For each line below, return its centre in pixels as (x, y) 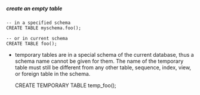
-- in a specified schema (38, 23)
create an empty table (34, 8)
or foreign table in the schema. (53, 73)
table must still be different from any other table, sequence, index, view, (103, 67)
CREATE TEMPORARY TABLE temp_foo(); (65, 85)
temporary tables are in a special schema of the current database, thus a (104, 54)
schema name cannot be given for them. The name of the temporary (99, 61)
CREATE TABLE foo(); (32, 44)
